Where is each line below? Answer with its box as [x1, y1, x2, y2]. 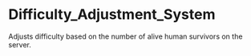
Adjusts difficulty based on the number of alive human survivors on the [8, 32, 243, 41]
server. [8, 39, 32, 49]
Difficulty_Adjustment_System [8, 6, 216, 24]
